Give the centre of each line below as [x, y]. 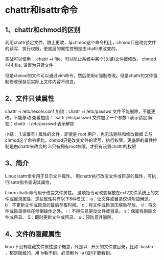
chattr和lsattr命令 [41, 10]
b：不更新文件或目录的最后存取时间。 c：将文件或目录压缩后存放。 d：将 [79, 205]
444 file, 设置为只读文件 [29, 65]
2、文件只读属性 [30, 99]
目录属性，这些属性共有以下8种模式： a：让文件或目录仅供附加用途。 [83, 199]
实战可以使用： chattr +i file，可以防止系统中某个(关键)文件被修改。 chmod [81, 59]
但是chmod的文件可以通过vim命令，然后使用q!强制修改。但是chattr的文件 [79, 76]
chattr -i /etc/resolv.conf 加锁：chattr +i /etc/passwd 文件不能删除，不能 [78, 111]
